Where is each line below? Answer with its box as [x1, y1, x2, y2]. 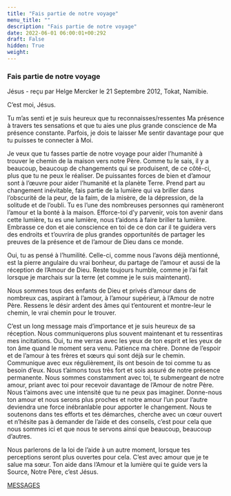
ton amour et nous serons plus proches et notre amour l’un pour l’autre [7, 396, 208, 404]
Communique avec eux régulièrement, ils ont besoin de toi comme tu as [7, 359, 212, 367]
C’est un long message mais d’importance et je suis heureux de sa [7, 322, 196, 331]
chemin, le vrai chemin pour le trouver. [7, 309, 117, 317]
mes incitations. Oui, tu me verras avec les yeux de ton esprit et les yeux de [7, 337, 222, 345]
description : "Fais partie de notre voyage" [7, 23, 137, 30]
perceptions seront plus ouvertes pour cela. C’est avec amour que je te [7, 453, 209, 461]
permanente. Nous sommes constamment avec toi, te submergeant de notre [7, 374, 224, 382]
